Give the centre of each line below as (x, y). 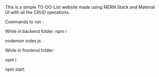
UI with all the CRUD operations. (37, 12)
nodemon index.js (23, 41)
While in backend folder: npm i (36, 31)
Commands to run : (24, 22)
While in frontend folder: (30, 50)
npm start (15, 69)
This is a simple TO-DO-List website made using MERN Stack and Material (80, 7)
